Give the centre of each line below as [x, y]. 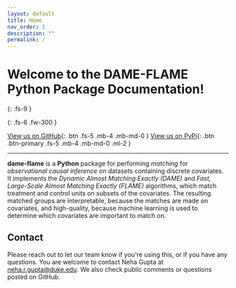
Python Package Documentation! [106, 89]
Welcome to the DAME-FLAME [98, 75]
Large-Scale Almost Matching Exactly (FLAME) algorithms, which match [112, 186]
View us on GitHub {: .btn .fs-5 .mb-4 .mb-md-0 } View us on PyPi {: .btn [111, 136]
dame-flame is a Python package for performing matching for [98, 164]
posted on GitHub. [34, 277]
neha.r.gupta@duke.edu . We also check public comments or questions [110, 269]
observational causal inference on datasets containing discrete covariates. [116, 171]
